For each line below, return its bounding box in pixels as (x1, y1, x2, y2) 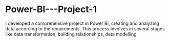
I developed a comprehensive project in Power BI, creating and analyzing (5, 20, 160, 26)
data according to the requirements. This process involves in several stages (5, 25, 165, 31)
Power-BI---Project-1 (5, 4, 97, 15)
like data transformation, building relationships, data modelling (5, 31, 137, 37)
